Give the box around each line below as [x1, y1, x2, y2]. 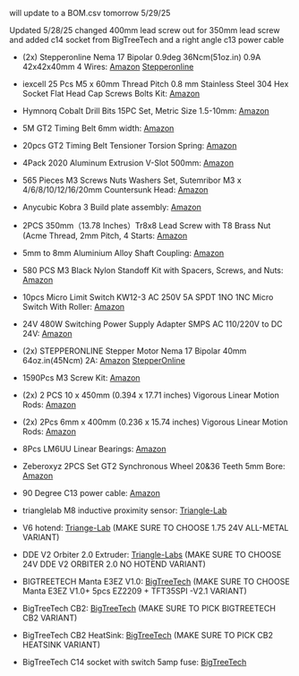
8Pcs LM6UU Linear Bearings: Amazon [21, 443, 167, 454]
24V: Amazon [21, 329, 73, 338]
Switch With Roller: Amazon [21, 302, 125, 312]
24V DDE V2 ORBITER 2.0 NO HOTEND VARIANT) [21, 559, 206, 569]
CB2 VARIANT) [21, 612, 78, 623]
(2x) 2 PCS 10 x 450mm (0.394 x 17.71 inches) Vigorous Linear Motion [21, 389, 279, 400]
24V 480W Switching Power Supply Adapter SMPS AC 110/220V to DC [21, 319, 284, 329]
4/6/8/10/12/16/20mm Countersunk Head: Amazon [21, 184, 209, 195]
